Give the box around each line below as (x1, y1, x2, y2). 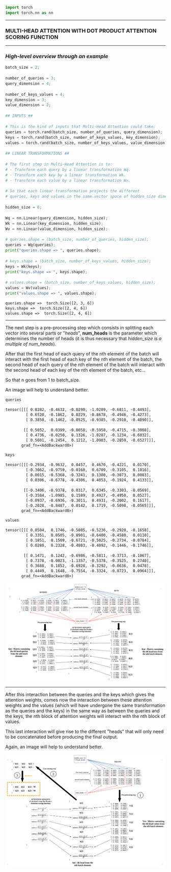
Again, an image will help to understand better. (5, 743, 103, 750)
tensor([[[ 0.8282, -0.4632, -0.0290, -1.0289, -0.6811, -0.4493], (5, 407, 152, 412)
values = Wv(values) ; (5, 286, 51, 291)
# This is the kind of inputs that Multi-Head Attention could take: (5, 124, 156, 129)
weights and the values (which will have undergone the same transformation (5, 702, 165, 708)
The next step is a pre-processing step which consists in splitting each (5, 324, 154, 330)
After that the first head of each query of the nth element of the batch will (5, 350, 159, 356)
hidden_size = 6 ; (5, 205, 42, 210)
